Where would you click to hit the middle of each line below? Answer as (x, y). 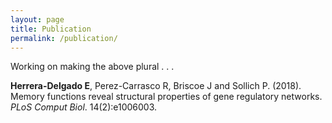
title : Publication (51, 29)
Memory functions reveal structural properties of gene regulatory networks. (166, 97)
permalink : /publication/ (64, 38)
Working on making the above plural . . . (92, 67)
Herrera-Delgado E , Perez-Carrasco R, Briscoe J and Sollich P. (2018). (156, 86)
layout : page (37, 19)
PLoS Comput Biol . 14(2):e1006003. (84, 107)
